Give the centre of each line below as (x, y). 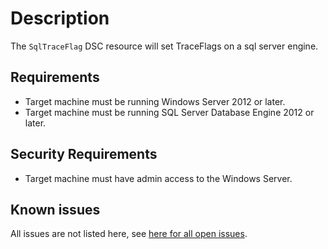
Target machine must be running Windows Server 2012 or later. (155, 101)
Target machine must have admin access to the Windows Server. (158, 178)
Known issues (55, 209)
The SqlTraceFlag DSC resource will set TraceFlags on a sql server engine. (164, 46)
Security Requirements (84, 154)
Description (60, 18)
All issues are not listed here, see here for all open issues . (129, 234)
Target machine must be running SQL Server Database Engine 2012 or (169, 112)
